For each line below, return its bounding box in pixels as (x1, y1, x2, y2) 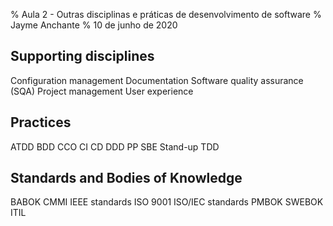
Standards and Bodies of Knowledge (10, 170, 243, 187)
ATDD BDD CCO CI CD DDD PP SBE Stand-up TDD (10, 140, 220, 153)
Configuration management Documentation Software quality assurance (10, 74, 304, 86)
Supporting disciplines (10, 48, 155, 65)
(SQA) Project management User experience (10, 85, 194, 97)
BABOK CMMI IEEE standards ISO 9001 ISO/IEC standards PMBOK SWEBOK (10, 196, 324, 208)
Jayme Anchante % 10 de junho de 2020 (10, 19, 178, 31)
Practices (10, 114, 72, 131)
